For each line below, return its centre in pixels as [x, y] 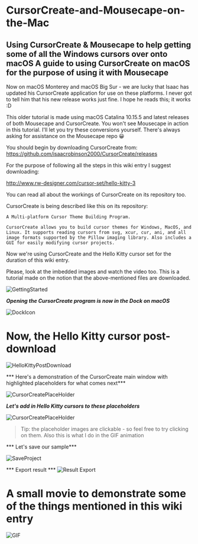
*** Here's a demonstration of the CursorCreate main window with [87, 376]
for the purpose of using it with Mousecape [87, 73]
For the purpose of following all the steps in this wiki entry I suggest [89, 165]
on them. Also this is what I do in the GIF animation [82, 435]
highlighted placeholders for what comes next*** [66, 383]
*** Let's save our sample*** [41, 447]
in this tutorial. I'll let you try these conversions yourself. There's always [93, 130]
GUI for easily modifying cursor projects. [61, 243]
